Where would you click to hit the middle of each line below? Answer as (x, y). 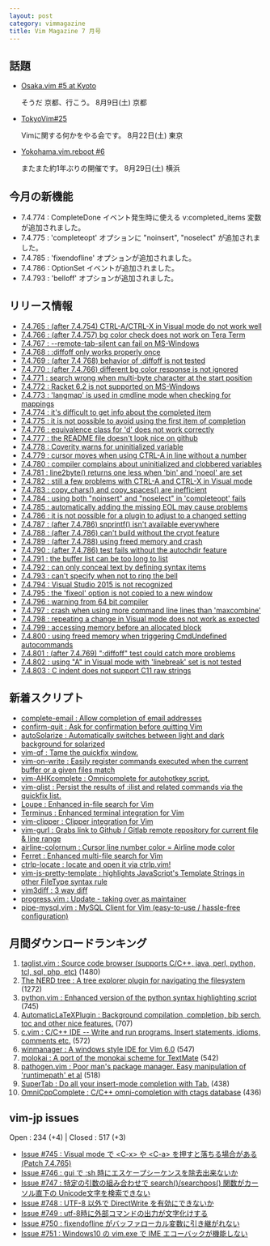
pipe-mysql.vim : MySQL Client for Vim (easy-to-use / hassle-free (131, 907)
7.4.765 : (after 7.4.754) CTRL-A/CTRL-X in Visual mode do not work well (141, 326)
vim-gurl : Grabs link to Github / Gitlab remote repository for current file (139, 830)
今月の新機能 (41, 196)
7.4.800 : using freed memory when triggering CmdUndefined (124, 636)
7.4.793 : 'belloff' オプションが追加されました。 (99, 278)
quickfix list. (41, 796)
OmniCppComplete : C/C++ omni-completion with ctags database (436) (141, 1092)
